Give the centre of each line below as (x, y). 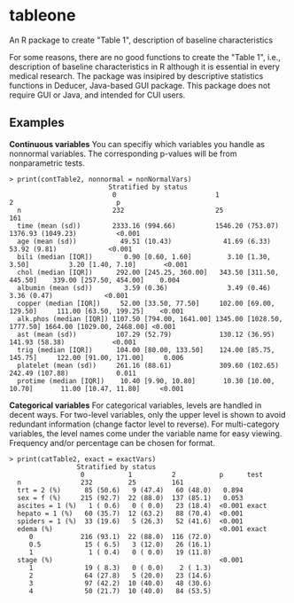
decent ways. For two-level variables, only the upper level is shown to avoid (147, 414)
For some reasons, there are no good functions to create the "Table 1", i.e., (145, 57)
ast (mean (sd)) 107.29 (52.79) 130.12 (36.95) (146, 334)
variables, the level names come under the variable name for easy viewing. (146, 433)
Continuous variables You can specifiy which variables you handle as (137, 144)
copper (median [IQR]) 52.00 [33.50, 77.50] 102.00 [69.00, (146, 303)
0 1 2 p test (172, 474)
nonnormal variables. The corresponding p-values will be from (123, 153)
